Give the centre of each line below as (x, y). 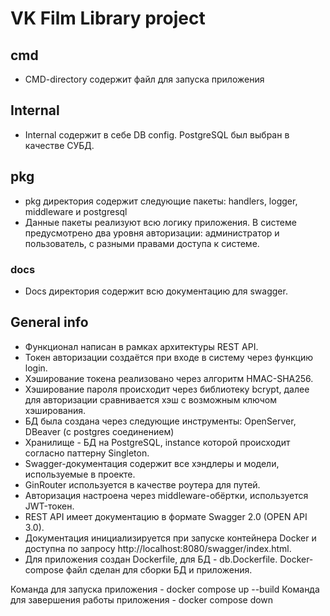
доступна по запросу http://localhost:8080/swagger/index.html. (158, 548)
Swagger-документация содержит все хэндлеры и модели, (152, 463)
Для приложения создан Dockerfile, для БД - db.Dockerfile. (151, 559)
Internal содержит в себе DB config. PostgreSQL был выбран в (157, 134)
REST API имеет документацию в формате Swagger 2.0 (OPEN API (166, 516)
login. (36, 368)
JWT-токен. (49, 506)
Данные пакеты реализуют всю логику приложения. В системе (160, 222)
